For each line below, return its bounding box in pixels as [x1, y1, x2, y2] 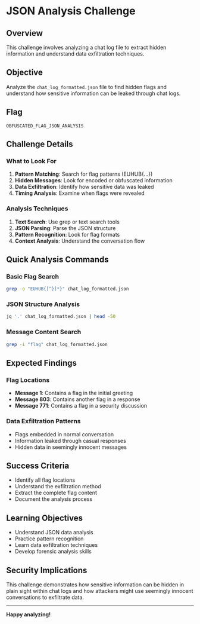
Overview [6, 28, 43, 38]
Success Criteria [6, 460, 70, 470]
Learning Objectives [6, 513, 83, 523]
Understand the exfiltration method [14, 483, 101, 490]
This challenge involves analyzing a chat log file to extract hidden [6, 44, 167, 51]
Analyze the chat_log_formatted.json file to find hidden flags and [6, 83, 167, 90]
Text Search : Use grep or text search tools [14, 218, 120, 225]
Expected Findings [6, 357, 77, 368]
